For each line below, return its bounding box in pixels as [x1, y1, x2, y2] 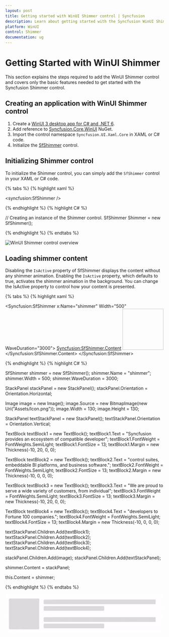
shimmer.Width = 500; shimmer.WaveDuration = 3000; [5, 375, 119, 381]
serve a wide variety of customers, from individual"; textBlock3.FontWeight [5, 488, 161, 494]
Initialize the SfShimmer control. [12, 142, 79, 148]
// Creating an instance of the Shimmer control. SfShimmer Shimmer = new [5, 215, 161, 221]
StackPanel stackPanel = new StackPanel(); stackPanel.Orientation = [5, 385, 148, 391]
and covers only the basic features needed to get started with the [5, 79, 141, 85]
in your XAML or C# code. [5, 175, 59, 181]
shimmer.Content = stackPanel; [5, 565, 70, 571]
